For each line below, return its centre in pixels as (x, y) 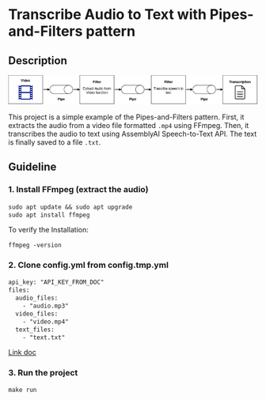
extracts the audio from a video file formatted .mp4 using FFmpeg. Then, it (129, 125)
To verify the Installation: (49, 229)
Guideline (32, 167)
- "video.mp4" (46, 322)
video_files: (37, 314)
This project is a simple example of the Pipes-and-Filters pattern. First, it (126, 117)
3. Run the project (43, 372)
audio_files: (37, 298)
